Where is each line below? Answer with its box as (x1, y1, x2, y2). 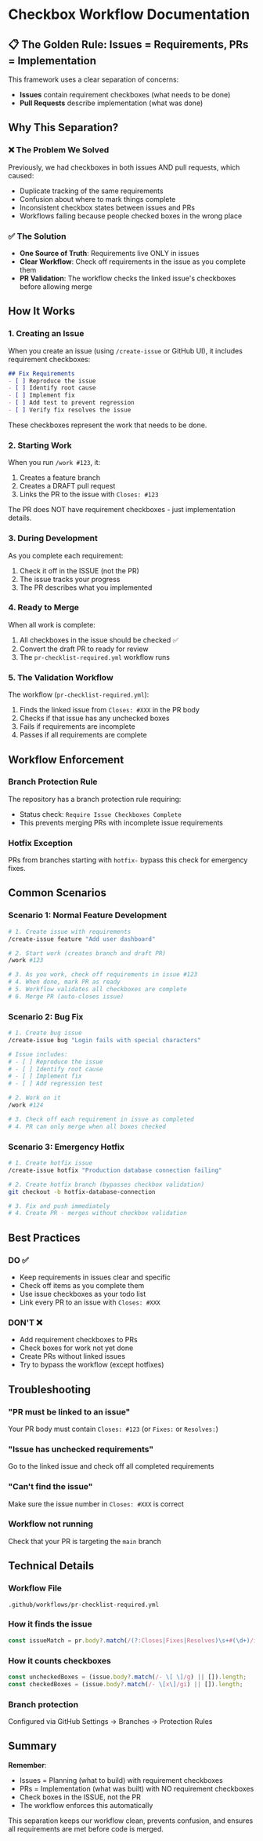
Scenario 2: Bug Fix (8, 1011, 84, 1022)
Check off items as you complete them (19, 1280, 145, 1290)
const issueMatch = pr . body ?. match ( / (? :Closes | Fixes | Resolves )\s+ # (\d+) (8, 1636, 250, 1645)
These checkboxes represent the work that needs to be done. (8, 420, 207, 430)
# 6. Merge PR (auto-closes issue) (8, 992, 124, 1001)
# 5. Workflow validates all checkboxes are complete (8, 986, 188, 994)
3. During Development (8, 533, 98, 544)
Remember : (8, 1760, 47, 1770)
